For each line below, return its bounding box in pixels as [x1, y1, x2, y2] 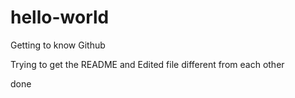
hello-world [10, 6, 110, 29]
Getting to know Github [10, 39, 106, 51]
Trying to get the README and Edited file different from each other [10, 58, 285, 70]
